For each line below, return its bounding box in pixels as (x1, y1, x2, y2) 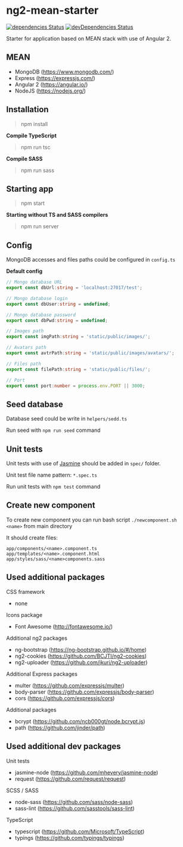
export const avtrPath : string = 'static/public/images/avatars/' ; (6, 350, 175, 356)
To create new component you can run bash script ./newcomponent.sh (6, 516, 177, 523)
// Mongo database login (6, 295, 68, 302)
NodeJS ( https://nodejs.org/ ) (14, 87, 86, 94)
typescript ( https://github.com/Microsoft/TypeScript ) (14, 828, 145, 835)
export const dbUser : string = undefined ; (6, 301, 111, 307)
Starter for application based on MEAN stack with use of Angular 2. (6, 35, 172, 42)
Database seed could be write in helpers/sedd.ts (6, 415, 127, 422)
